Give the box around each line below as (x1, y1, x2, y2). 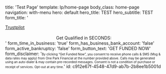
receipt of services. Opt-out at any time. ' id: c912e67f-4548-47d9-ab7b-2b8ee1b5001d (5, 64, 161, 69)
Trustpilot (5, 24, 25, 30)
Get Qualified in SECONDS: (56, 35, 112, 41)
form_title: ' (5, 15, 28, 20)
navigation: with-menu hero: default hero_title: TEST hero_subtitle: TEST (5, 9, 154, 15)
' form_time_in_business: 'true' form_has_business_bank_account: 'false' (5, 40, 155, 46)
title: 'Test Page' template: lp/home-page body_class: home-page (5, 4, 140, 10)
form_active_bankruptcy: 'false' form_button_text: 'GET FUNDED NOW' (5, 46, 151, 51)
